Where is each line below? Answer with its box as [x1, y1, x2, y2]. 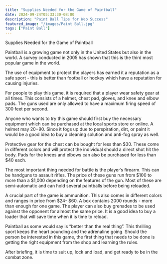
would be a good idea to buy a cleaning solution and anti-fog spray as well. [5, 131, 160, 137]
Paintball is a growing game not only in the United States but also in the [5, 49, 152, 55]
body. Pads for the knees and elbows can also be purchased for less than [5, 152, 156, 158]
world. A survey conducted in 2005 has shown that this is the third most [5, 54, 153, 60]
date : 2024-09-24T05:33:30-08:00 [5, 12, 75, 17]
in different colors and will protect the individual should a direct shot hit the [5, 146, 159, 152]
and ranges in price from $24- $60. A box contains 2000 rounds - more [5, 198, 153, 204]
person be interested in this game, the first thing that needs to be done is [5, 234, 155, 240]
